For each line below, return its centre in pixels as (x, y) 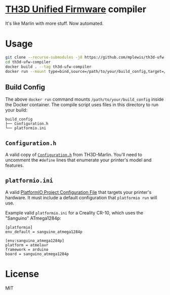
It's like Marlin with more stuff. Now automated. (54, 23)
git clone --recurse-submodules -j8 (44, 57)
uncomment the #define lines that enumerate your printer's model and (78, 160)
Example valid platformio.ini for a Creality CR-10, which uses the (74, 213)
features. (15, 165)
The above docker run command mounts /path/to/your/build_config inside (85, 99)
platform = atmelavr (27, 245)
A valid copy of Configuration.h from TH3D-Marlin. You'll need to (74, 155)
